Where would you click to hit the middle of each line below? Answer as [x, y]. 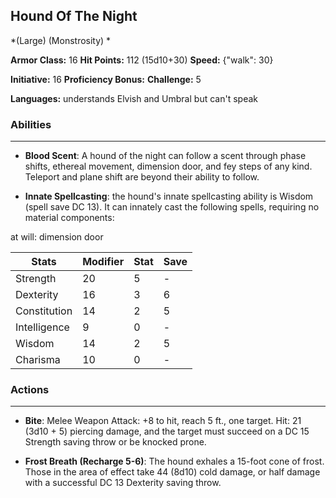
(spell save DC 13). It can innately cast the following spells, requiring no [172, 207]
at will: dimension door [57, 237]
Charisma [38, 360]
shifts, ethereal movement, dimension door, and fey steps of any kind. [168, 166]
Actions [30, 390]
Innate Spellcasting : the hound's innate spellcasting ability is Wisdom [169, 196]
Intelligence [42, 327]
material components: [69, 218]
